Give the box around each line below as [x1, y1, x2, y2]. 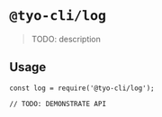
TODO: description [31, 33, 102, 44]
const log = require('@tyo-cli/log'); [9, 84, 155, 93]
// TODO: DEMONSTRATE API [9, 99, 106, 108]
